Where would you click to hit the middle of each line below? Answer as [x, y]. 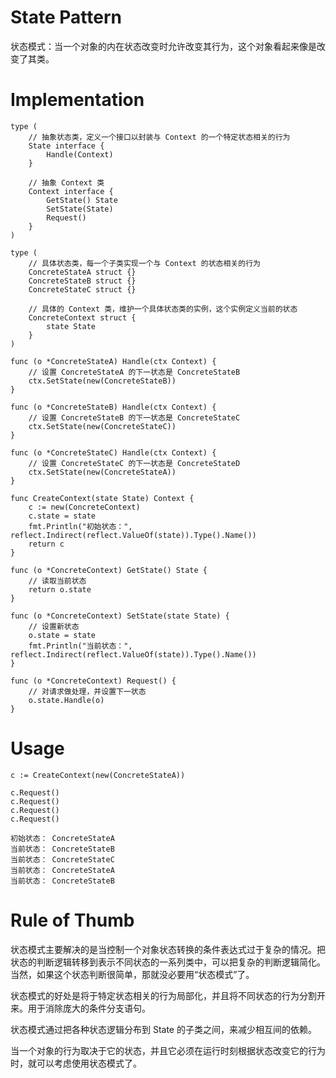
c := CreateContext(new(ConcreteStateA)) [98, 775]
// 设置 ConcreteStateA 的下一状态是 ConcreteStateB [134, 372]
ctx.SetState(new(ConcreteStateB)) [102, 381]
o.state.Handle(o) [66, 700]
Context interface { [71, 191]
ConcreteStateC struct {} [82, 289]
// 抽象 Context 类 [66, 182]
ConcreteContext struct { [82, 317]
